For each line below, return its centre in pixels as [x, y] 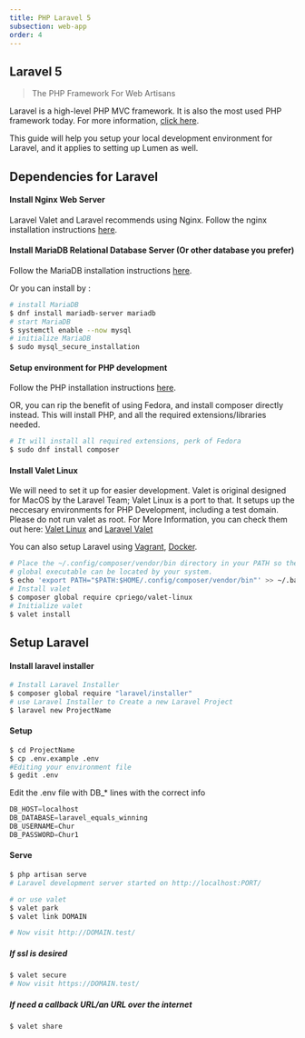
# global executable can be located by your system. [111, 572]
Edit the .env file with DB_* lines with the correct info [108, 793]
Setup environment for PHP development [89, 367]
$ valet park [34, 908]
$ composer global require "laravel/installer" [101, 693]
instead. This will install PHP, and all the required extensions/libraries [138, 415]
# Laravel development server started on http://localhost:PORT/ [135, 883]
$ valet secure [38, 975]
